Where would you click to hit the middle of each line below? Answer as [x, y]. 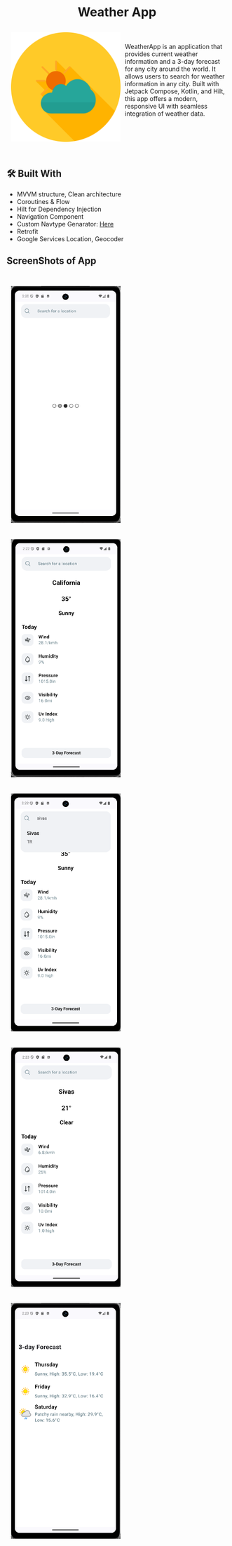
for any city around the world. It [171, 69]
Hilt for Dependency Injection [59, 209]
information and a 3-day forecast [172, 61]
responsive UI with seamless [166, 106]
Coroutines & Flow [43, 201]
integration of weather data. [165, 114]
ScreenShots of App [52, 261]
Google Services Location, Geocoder [70, 238]
